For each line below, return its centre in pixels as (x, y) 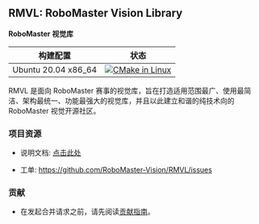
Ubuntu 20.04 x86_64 (55, 69)
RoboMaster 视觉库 (41, 33)
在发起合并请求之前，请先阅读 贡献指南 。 (87, 212)
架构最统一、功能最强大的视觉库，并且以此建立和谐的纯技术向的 (128, 101)
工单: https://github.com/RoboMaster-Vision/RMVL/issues (116, 170)
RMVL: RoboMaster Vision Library (96, 13)
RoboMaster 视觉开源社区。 (54, 110)
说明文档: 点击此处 (50, 153)
